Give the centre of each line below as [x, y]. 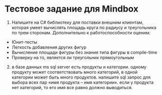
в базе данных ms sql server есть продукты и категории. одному [79, 67]
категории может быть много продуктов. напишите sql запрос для [81, 77]
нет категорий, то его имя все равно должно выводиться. [72, 87]
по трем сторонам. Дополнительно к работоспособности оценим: [81, 32]
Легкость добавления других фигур [49, 47]
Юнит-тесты [24, 42]
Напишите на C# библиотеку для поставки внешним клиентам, [77, 22]
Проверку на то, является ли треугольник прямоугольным [73, 57]
